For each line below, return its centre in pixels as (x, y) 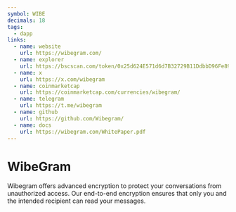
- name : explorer (39, 60)
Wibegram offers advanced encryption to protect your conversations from (114, 186)
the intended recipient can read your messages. (77, 201)
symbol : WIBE (26, 14)
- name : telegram (39, 99)
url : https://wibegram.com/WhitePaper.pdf (83, 132)
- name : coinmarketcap (47, 86)
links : (17, 40)
